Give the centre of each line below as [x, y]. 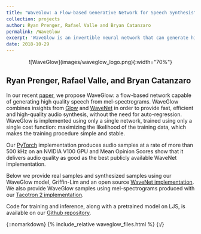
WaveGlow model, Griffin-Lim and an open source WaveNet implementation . [100, 182]
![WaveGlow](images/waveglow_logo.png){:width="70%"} [100, 62]
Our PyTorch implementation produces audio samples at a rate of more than [100, 145]
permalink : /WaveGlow [33, 32]
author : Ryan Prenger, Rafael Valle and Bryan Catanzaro [79, 25]
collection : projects [33, 19]
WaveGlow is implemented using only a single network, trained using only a [99, 120]
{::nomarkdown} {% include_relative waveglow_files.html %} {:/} [85, 224]
